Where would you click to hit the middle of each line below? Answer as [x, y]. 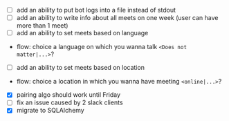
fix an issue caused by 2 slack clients [70, 102]
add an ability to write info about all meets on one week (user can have [117, 18]
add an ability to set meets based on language [82, 33]
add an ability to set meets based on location [80, 68]
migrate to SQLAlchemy [50, 111]
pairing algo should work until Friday [68, 95]
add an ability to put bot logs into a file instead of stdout [96, 10]
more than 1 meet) [42, 26]
